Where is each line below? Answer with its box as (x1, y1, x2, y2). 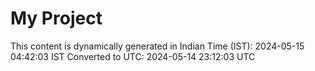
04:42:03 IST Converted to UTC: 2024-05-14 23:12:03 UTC (10, 50, 256, 62)
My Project (10, 7, 103, 30)
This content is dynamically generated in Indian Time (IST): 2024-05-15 (10, 40, 305, 52)
